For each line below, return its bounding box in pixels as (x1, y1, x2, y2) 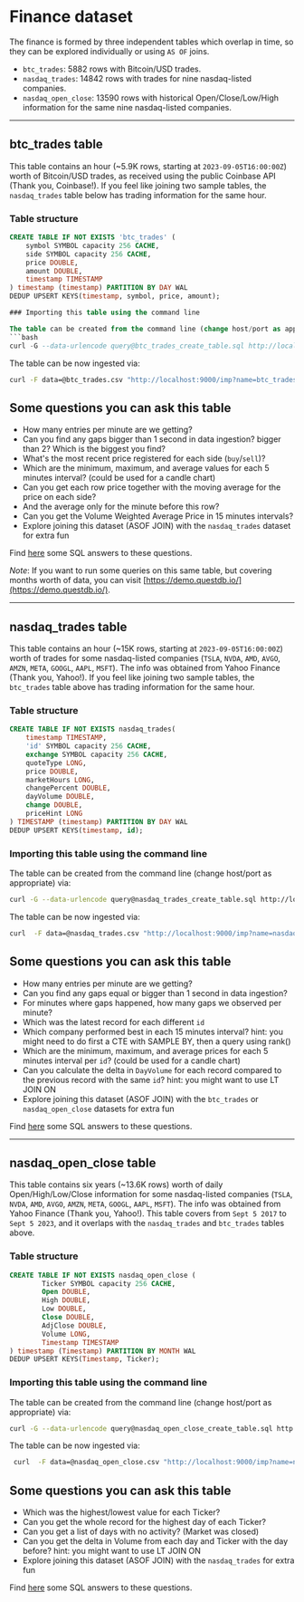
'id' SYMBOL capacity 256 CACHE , (25, 742, 152, 751)
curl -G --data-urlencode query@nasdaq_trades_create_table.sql (9, 895, 257, 905)
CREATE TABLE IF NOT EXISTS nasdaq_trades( (9, 724, 176, 734)
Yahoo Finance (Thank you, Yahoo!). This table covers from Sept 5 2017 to (9, 1208, 287, 1219)
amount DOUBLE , (25, 266, 83, 275)
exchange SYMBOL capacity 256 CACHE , (25, 750, 168, 759)
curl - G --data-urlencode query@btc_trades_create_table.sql (9, 341, 245, 350)
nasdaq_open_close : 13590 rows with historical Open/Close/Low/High (22, 92, 279, 103)
